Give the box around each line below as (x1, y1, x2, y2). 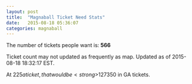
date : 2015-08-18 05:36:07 (6, 20, 79, 26)
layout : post (6, 8, 39, 15)
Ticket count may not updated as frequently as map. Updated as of (6, 53, 171, 60)
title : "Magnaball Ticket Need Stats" (6, 14, 106, 20)
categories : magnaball (6, 25, 63, 32)
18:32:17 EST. (21, 60, 55, 67)
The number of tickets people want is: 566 (6, 42, 111, 49)
